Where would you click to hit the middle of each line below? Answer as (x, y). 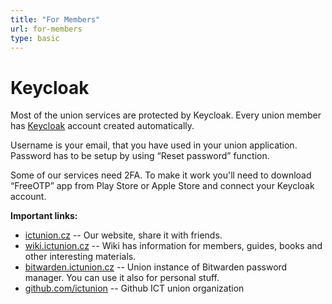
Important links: (44, 216)
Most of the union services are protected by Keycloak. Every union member (166, 115)
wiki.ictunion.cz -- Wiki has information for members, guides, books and (173, 246)
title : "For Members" (55, 19)
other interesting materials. (80, 257)
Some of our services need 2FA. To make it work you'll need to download (161, 175)
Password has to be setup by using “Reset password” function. (140, 156)
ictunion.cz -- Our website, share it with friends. (123, 235)
